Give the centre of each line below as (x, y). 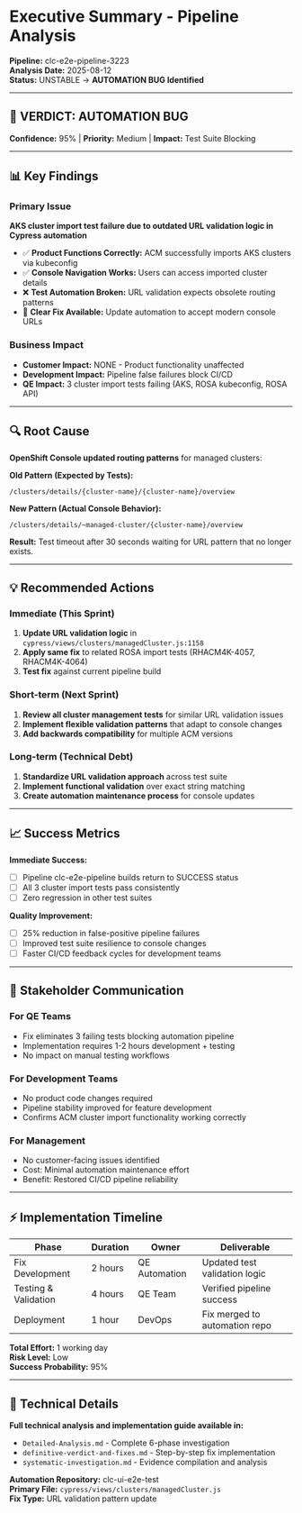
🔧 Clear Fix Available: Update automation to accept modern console (149, 312)
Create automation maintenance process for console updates (138, 796)
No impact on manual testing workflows (96, 1055)
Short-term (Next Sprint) (64, 695)
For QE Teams (40, 1016)
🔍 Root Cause (49, 431)
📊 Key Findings (54, 176)
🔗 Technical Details (64, 1404)
